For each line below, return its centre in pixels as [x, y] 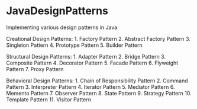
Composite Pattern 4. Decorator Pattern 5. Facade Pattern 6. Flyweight [92, 63]
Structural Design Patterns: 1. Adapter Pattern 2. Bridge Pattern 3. [86, 56]
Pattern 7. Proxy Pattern [35, 69]
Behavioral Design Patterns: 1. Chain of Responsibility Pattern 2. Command [97, 81]
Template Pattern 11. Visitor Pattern [49, 100]
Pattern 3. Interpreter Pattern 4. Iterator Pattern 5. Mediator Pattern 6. [91, 86]
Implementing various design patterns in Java [62, 27]
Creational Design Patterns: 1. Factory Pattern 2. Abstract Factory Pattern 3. [98, 39]
